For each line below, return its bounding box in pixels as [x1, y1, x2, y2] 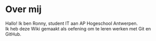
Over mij [5, 4, 42, 15]
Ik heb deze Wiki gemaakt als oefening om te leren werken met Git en [5, 25, 151, 31]
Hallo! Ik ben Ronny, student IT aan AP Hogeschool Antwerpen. [5, 20, 138, 26]
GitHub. [5, 31, 21, 37]
